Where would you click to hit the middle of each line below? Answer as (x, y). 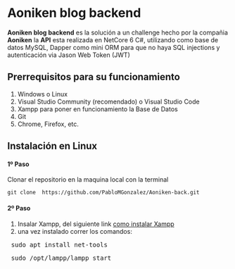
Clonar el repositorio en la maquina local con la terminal (88, 180)
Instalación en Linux (52, 146)
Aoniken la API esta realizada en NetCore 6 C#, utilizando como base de (113, 39)
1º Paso (18, 164)
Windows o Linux (43, 94)
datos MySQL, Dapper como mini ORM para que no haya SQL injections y (114, 47)
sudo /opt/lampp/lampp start (61, 258)
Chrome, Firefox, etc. (48, 124)
